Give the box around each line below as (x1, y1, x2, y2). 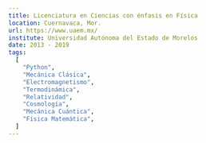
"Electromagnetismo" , (22, 78, 94, 86)
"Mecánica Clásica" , (22, 71, 91, 79)
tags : (8, 48, 26, 56)
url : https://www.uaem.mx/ (8, 26, 98, 34)
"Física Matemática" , (22, 115, 94, 123)
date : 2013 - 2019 (8, 41, 69, 49)
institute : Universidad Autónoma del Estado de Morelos (8, 33, 198, 42)
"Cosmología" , (22, 100, 69, 108)
